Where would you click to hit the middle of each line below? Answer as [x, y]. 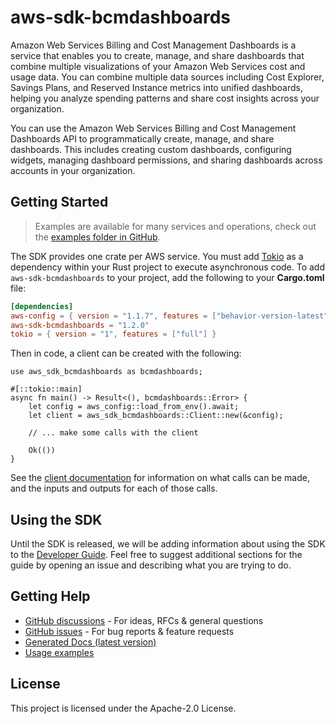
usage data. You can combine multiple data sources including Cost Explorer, [167, 77]
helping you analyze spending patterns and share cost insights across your [165, 98]
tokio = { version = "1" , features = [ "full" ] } [113, 334]
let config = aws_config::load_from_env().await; [134, 407]
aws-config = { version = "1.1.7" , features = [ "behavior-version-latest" [169, 316]
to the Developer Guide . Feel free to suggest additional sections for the [156, 555]
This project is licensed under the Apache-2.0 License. [123, 708]
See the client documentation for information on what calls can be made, [160, 478]
